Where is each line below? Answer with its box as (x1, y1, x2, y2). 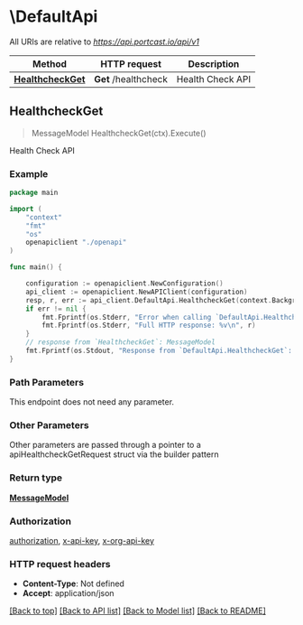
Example (9, 167, 49, 180)
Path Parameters (9, 376, 84, 388)
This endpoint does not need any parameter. (9, 396, 174, 407)
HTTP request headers (9, 557, 111, 570)
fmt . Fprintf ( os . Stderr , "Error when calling (41, 312, 212, 322)
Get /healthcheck (94, 72, 169, 85)
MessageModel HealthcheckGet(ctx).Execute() (31, 127, 207, 138)
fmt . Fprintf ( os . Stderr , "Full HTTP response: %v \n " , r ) (41, 321, 256, 331)
